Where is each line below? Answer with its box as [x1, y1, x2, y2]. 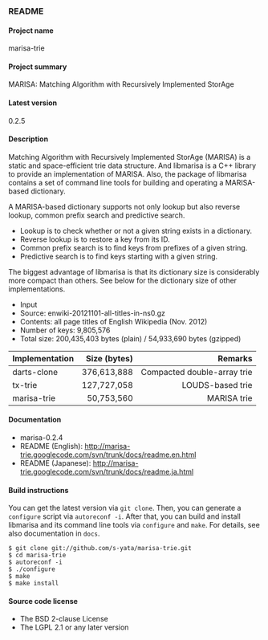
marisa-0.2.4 [19, 432, 63, 442]
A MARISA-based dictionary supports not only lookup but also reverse [8, 202, 241, 211]
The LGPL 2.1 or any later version [19, 622, 129, 632]
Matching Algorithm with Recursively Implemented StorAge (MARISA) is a [8, 152, 251, 161]
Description [8, 134, 49, 144]
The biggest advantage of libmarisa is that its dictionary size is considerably [8, 267, 260, 276]
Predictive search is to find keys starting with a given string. [19, 251, 218, 261]
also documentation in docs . [8, 528, 100, 539]
